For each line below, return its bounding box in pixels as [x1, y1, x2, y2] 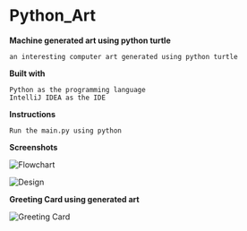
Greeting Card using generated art [9, 193, 141, 204]
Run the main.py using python [9, 126, 123, 135]
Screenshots [9, 141, 58, 152]
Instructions [9, 108, 56, 119]
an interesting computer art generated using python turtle [9, 52, 239, 61]
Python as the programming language [9, 85, 146, 94]
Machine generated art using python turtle [9, 35, 172, 46]
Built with [9, 68, 46, 79]
